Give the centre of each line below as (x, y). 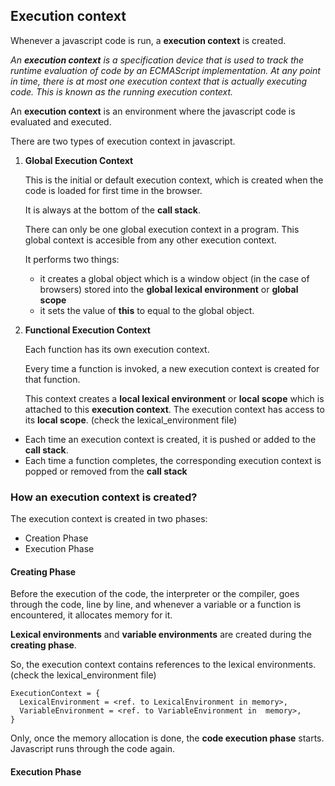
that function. (52, 379)
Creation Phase (56, 538)
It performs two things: (72, 259)
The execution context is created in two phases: (109, 519)
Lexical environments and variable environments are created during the (161, 635)
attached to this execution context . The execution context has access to (174, 409)
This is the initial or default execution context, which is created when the (174, 180)
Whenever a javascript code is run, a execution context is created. (148, 40)
